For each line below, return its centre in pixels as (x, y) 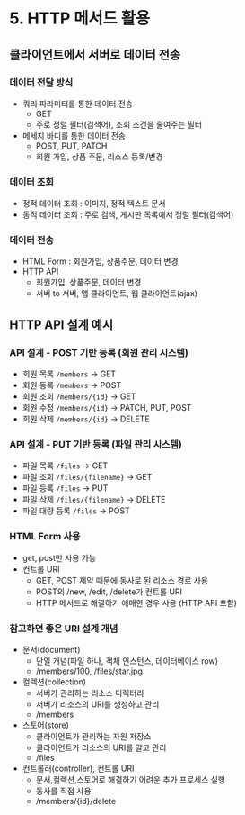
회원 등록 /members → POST (72, 385)
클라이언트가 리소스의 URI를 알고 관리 (101, 747)
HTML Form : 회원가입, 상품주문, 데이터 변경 (100, 261)
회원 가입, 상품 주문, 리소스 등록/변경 (99, 156)
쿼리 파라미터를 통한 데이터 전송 (77, 104)
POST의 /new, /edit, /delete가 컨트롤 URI (109, 592)
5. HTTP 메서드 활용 (80, 18)
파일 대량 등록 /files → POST (76, 511)
